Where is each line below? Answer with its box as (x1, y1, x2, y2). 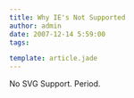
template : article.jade (9, 54, 98, 63)
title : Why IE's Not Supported (9, 12, 126, 22)
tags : (9, 37, 29, 47)
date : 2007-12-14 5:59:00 (9, 29, 105, 38)
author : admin (9, 21, 63, 30)
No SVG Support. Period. (9, 78, 101, 89)
